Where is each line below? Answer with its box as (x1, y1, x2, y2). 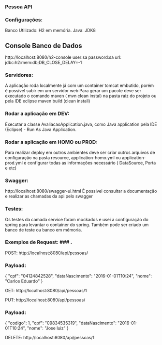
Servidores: (5, 71, 33, 78)
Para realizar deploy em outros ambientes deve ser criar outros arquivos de (5, 149, 156, 155)
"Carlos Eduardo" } (5, 278, 43, 284)
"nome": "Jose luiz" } (27, 325, 69, 331)
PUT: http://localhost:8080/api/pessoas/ (5, 297, 86, 303)
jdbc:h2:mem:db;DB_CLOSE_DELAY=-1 (5, 60, 82, 66)
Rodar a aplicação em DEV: (5, 110, 70, 117)
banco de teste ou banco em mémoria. (5, 227, 82, 232)
